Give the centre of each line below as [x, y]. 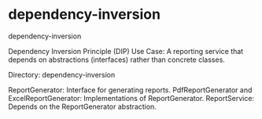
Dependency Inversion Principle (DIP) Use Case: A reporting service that [126, 51]
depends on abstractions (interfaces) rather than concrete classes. [117, 59]
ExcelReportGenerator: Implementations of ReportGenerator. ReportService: [131, 98]
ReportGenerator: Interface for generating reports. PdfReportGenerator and [130, 90]
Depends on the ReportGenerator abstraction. [83, 106]
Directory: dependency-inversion [62, 74]
